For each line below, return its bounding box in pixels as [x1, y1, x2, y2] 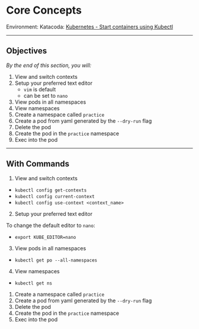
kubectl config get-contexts [14, 187, 87, 193]
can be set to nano [23, 92, 68, 99]
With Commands [6, 159, 70, 169]
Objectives [6, 46, 47, 56]
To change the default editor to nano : [6, 222, 95, 229]
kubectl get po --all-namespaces [14, 257, 98, 263]
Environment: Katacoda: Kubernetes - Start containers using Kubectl [6, 23, 174, 30]
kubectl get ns [14, 280, 53, 286]
